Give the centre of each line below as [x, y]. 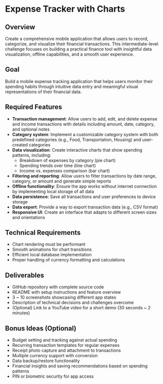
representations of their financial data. [43, 92]
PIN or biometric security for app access [53, 376]
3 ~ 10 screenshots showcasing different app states [64, 297]
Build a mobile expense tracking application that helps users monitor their [79, 81]
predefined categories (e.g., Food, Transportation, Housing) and [77, 140]
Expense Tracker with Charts [65, 9]
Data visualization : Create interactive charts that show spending [77, 150]
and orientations [29, 217]
